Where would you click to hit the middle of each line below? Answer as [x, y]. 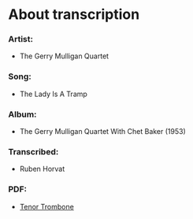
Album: [22, 114]
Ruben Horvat [42, 169]
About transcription [74, 15]
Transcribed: [33, 152]
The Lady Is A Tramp [54, 94]
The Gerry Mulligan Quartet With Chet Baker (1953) [103, 132]
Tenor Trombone [47, 206]
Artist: [21, 39]
